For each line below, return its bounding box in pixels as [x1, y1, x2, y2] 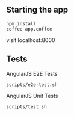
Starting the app [6, 5, 69, 15]
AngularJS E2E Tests [6, 70, 58, 77]
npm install [6, 20, 36, 26]
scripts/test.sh [6, 103, 47, 110]
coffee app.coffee [6, 26, 52, 32]
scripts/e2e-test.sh [6, 81, 58, 88]
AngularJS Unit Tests [6, 92, 58, 99]
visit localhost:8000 [6, 36, 55, 44]
